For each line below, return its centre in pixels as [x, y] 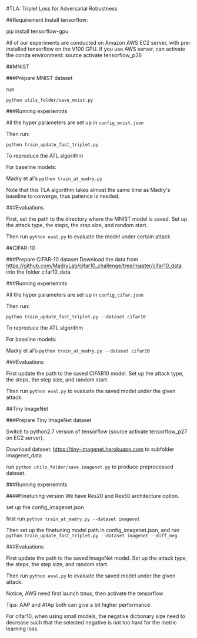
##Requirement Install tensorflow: [47, 20]
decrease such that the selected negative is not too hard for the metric [92, 622]
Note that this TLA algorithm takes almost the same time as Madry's [88, 190]
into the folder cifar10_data [38, 272]
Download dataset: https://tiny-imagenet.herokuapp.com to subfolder [90, 449]
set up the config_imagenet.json [45, 507]
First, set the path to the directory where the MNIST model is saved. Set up [97, 219]
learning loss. [23, 629]
